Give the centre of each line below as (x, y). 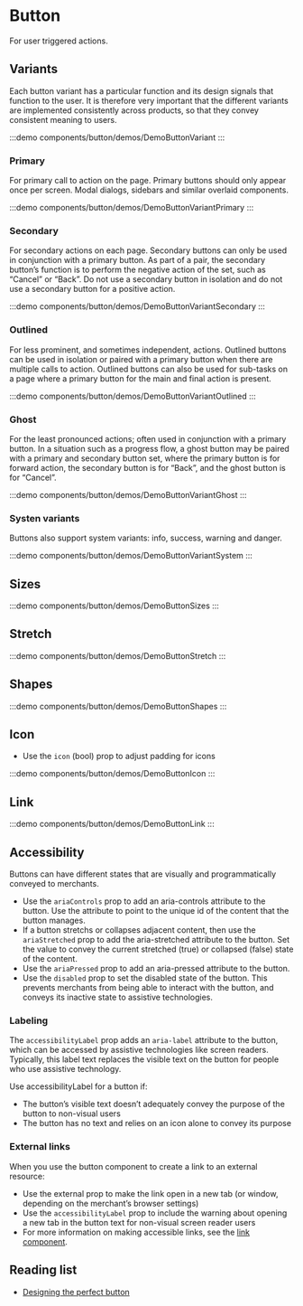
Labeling (29, 1020)
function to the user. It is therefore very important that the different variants (149, 100)
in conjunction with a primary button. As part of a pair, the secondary (138, 260)
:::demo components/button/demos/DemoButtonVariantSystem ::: (131, 556)
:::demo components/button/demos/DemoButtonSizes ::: (114, 606)
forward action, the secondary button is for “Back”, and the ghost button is (147, 467)
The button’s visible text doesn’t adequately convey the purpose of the (154, 1104)
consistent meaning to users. (63, 119)
